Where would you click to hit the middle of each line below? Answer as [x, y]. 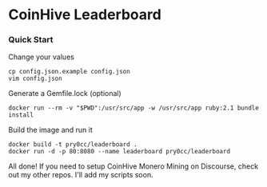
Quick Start [31, 40]
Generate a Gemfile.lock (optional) [65, 93]
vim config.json [35, 79]
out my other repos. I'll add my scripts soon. [81, 175]
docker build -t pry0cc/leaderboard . [73, 145]
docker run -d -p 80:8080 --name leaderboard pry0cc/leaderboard [119, 152]
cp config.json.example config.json [69, 72]
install [21, 115]
